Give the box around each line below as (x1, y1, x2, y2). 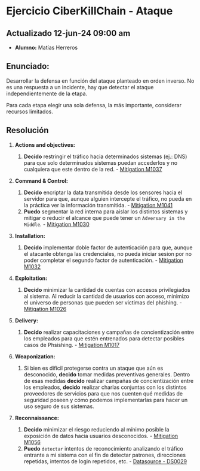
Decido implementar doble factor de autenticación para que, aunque (23, 244, 193, 251)
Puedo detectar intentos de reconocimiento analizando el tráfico (23, 445, 183, 452)
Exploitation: (14, 274, 48, 282)
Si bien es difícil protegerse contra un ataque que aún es (23, 364, 164, 372)
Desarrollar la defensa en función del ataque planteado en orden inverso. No (6, 77, 195, 84)
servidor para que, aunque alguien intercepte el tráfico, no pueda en (23, 195, 192, 202)
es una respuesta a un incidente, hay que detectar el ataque (6, 83, 154, 90)
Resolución (6, 125, 49, 135)
